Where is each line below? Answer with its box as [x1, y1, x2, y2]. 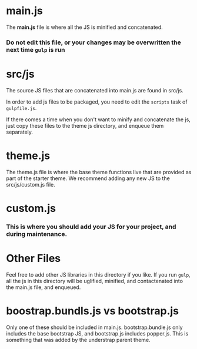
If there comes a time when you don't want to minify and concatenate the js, [6, 116, 191, 123]
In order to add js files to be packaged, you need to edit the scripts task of [6, 98, 188, 105]
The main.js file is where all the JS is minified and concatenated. [6, 24, 163, 31]
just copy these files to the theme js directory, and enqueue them [6, 122, 164, 129]
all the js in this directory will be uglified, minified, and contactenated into [6, 277, 183, 284]
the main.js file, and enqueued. [6, 284, 81, 291]
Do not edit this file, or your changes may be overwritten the [6, 38, 181, 46]
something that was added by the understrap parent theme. [6, 336, 151, 343]
